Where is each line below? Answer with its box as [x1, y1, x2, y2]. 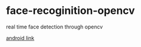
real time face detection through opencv [6, 23, 104, 30]
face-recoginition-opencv [6, 4, 135, 17]
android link [6, 34, 35, 41]
